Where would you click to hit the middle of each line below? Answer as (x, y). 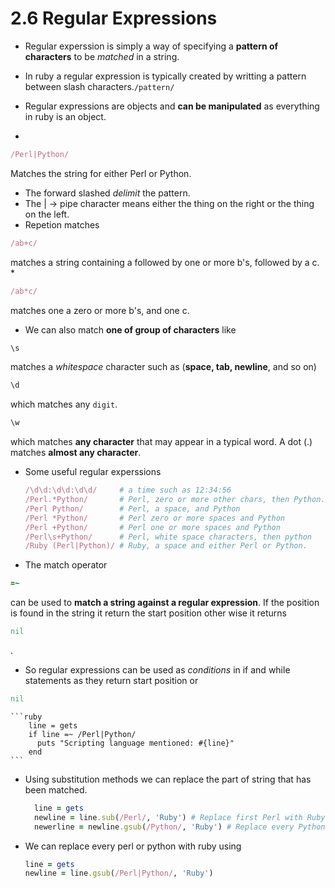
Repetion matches (62, 224)
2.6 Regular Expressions (114, 18)
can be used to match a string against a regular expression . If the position (165, 603)
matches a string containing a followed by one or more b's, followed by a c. (165, 262)
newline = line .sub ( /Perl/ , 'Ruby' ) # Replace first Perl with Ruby (180, 817)
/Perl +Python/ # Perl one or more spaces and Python (152, 527)
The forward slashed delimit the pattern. (107, 193)
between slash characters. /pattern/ (99, 86)
